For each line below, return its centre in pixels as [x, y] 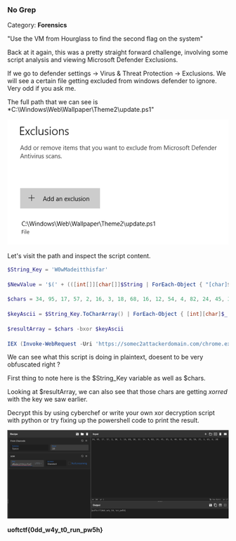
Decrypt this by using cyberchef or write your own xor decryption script [111, 413]
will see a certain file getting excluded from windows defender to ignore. [112, 81]
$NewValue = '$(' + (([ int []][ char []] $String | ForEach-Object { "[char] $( [120, 284]
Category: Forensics [37, 25]
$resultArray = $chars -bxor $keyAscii [66, 329]
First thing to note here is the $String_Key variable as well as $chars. [106, 378]
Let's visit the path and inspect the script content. [79, 255]
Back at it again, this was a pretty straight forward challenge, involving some [118, 52]
